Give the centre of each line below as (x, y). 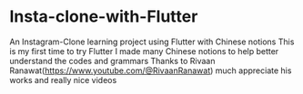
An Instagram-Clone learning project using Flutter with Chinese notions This (152, 42)
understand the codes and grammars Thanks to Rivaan (112, 61)
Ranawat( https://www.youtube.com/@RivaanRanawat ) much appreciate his (151, 70)
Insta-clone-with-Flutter (104, 17)
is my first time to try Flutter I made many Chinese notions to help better (144, 51)
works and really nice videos (63, 80)
